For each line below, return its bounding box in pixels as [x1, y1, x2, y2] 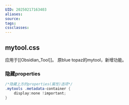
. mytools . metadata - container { [5, 86, 71, 91]
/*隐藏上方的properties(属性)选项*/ [5, 82, 73, 87]
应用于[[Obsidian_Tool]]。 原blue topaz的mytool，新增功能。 [5, 57, 127, 63]
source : [5, 16, 21, 21]
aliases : [5, 12, 23, 17]
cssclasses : [5, 25, 29, 30]
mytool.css [5, 43, 40, 52]
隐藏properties [5, 70, 40, 77]
